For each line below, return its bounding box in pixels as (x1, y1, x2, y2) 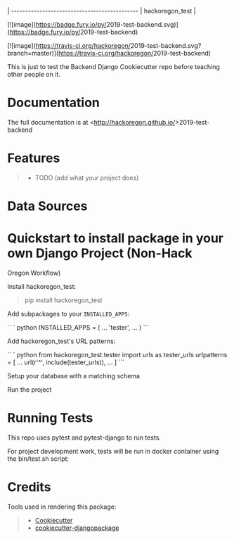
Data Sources (7, 198, 88, 214)
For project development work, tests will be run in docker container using (7, 447, 219, 455)
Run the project (7, 385, 52, 394)
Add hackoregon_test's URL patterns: (7, 337, 116, 345)
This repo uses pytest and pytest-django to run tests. (7, 433, 162, 442)
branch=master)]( (7, 49, 59, 57)
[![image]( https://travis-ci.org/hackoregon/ (7, 42, 131, 49)
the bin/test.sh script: (7, 454, 69, 463)
